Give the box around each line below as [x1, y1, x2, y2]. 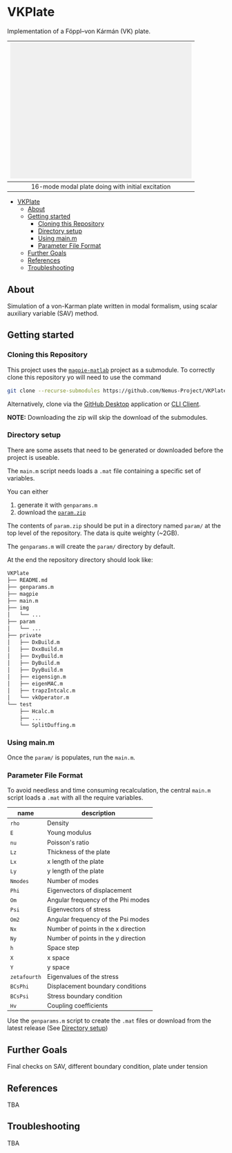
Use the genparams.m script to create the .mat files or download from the [7, 1016, 212, 1025]
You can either [7, 487, 49, 496]
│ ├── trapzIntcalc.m [7, 687, 76, 694]
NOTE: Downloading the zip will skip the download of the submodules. [7, 413, 209, 421]
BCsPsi [10, 993, 29, 1000]
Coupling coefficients [47, 1001, 108, 1009]
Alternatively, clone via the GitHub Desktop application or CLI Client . [7, 400, 202, 408]
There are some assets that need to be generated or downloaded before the [7, 446, 224, 454]
